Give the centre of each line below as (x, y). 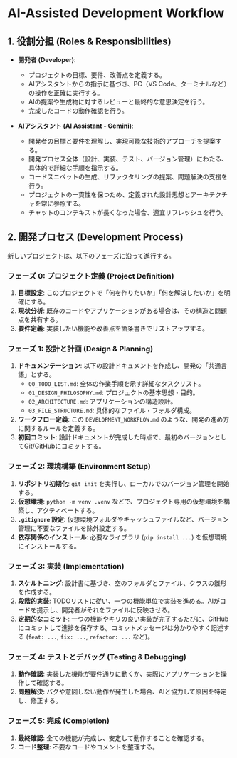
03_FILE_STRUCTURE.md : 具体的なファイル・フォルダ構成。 (112, 410)
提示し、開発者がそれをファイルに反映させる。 (105, 610)
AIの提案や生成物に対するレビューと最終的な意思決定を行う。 (118, 102)
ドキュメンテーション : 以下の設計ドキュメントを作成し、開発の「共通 (119, 366)
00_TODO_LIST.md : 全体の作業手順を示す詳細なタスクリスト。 (116, 384)
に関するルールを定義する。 (58, 428)
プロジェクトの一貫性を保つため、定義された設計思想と (109, 195)
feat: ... (43, 637)
